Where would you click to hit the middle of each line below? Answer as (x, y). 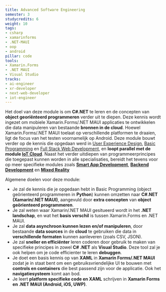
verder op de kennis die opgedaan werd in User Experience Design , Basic (80, 144)
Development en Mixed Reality (37, 170)
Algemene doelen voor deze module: (43, 180)
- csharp (14, 33)
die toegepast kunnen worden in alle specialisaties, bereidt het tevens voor (82, 159)
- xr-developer (21, 88)
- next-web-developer (28, 93)
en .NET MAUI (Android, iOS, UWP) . (50, 285)
